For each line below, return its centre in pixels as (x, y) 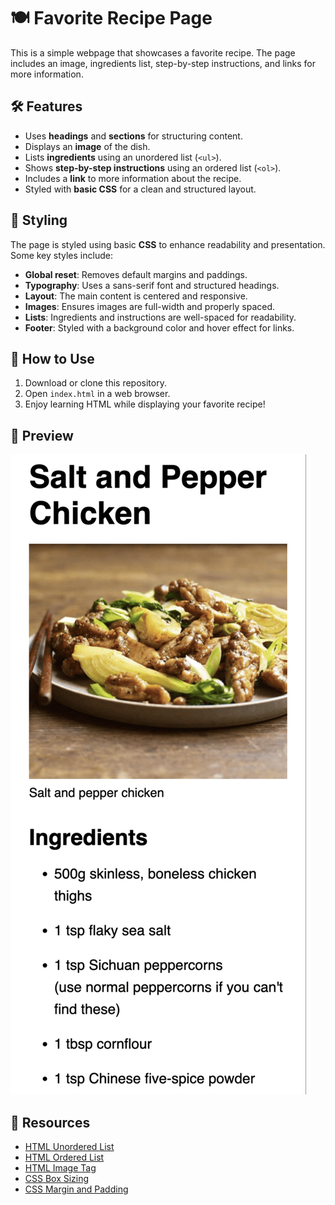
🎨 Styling (39, 220)
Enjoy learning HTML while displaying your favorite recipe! (145, 404)
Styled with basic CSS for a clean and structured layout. (140, 189)
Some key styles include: (61, 255)
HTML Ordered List (64, 1157)
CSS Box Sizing (57, 1178)
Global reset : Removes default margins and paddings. (136, 274)
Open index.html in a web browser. (97, 394)
